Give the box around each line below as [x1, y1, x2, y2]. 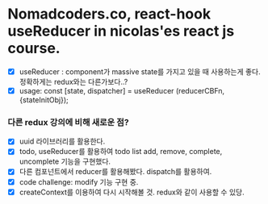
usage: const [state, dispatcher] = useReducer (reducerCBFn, [19, 86, 225, 95]
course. [7, 40, 61, 57]
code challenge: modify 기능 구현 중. [19, 177, 139, 186]
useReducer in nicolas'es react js [7, 22, 235, 40]
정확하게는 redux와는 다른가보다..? [19, 77, 128, 86]
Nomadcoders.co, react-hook [7, 5, 211, 23]
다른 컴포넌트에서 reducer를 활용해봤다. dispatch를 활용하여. [19, 167, 212, 177]
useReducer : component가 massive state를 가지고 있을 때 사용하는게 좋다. [19, 66, 262, 77]
